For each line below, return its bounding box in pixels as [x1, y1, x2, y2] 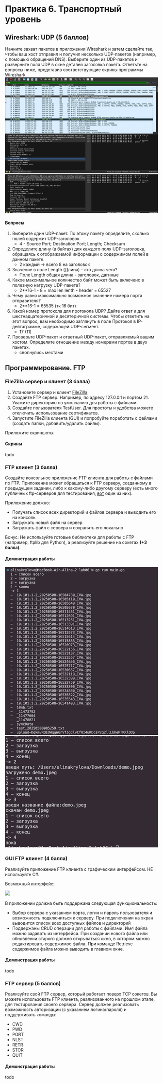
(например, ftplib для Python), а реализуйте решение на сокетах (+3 [5, 540, 147, 545]
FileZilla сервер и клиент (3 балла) [5, 378, 91, 385]
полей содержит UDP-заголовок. [12, 236, 81, 242]
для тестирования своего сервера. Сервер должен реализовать [5, 1002, 139, 1008]
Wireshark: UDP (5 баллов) [5, 33, 89, 41]
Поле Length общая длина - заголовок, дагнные [19, 272, 119, 278]
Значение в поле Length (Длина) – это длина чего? [12, 267, 117, 273]
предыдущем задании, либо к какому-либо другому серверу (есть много [5, 486, 158, 491]
